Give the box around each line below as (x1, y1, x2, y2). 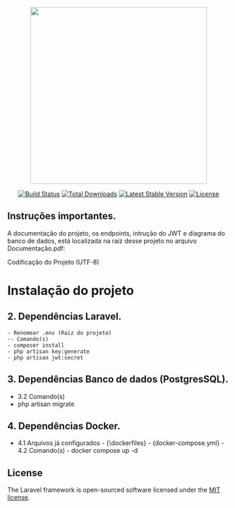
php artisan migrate (17, 400, 75, 408)
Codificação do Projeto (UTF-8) (7, 258, 100, 266)
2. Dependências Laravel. (7, 311, 122, 323)
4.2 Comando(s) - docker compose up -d (17, 446, 138, 455)
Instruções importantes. (7, 210, 116, 222)
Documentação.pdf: (7, 244, 66, 253)
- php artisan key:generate (7, 347, 90, 355)
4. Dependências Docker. (7, 420, 121, 432)
